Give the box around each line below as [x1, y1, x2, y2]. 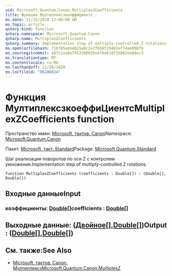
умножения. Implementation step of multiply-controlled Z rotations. [5, 161, 147, 167]
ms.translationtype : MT [5, 55, 56, 61]
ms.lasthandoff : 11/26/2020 [5, 65, 66, 70]
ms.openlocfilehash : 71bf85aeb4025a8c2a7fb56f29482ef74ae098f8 [5, 46, 144, 51]
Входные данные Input [5, 189, 81, 198]
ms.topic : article [5, 22, 45, 27]
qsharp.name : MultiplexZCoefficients [5, 36, 86, 42]
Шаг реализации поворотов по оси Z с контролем [5, 155, 115, 162]
